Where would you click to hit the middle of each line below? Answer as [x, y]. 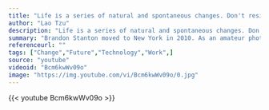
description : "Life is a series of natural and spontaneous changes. [127, 30]
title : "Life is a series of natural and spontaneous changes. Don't [127, 16]
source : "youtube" [39, 61]
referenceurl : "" [37, 45]
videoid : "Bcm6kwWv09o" [48, 68]
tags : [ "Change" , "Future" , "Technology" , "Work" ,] [91, 53]
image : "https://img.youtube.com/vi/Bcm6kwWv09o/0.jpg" [103, 75]
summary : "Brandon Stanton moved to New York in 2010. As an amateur [127, 38]
